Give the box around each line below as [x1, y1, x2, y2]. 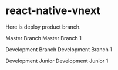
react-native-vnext [5, 4, 101, 17]
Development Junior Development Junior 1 [5, 57, 109, 64]
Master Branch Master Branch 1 [5, 34, 82, 41]
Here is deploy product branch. [5, 23, 81, 30]
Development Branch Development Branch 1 [5, 45, 112, 53]
